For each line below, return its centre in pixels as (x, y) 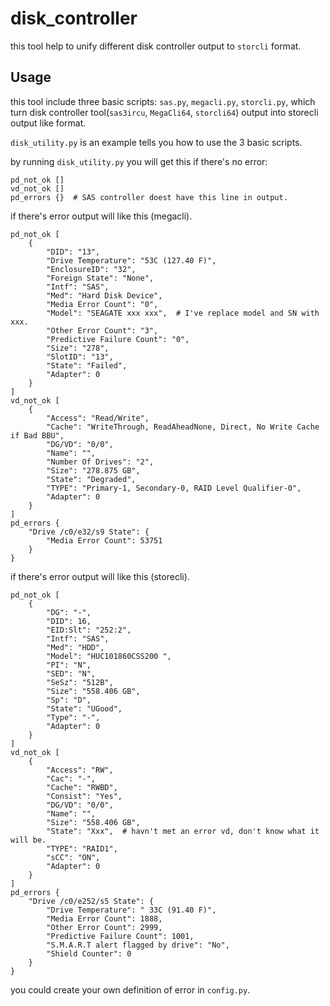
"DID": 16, (69, 621)
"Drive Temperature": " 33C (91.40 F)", (131, 910)
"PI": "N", (69, 665)
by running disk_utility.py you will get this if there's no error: (139, 161)
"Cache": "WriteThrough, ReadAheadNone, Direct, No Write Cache (183, 427)
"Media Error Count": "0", (102, 304)
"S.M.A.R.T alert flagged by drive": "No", (138, 945)
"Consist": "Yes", (84, 796)
